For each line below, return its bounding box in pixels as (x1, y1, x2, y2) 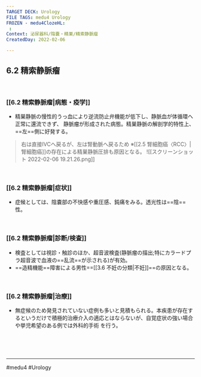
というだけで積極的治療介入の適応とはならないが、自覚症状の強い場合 (20, 315, 193, 321)
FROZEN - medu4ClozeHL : (6, 20, 66, 26)
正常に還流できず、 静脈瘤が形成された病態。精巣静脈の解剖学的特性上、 (14, 121, 194, 128)
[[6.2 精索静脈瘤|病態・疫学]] (6, 98, 91, 106)
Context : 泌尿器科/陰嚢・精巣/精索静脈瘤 (6, 31, 99, 37)
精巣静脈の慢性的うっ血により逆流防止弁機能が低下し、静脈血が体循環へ (14, 113, 193, 120)
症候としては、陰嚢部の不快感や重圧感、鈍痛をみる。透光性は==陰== (14, 199, 187, 206)
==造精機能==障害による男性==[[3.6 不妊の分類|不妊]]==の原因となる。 (14, 264, 193, 271)
